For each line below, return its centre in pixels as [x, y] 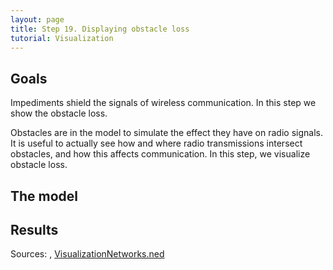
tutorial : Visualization [62, 38]
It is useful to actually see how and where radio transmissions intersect [156, 143]
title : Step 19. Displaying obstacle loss [100, 29]
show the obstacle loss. [59, 113]
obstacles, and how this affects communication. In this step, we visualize [160, 154]
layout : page [37, 19]
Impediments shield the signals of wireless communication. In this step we [163, 103]
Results [34, 229]
